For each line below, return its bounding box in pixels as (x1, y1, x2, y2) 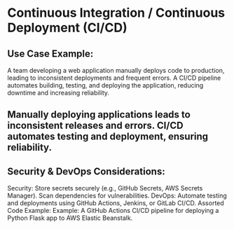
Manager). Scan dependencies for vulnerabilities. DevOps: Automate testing (7, 191, 228, 200)
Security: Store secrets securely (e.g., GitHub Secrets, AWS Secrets (7, 184, 203, 193)
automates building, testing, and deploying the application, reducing (7, 81, 204, 89)
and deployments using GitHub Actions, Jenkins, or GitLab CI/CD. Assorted (7, 199, 224, 207)
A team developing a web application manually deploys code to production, (7, 67, 225, 74)
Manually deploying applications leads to (7, 109, 191, 120)
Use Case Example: (7, 48, 94, 60)
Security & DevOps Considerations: (7, 165, 166, 177)
